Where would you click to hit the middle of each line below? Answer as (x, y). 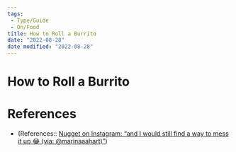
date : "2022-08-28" (36, 40)
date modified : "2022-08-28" (50, 47)
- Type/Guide (30, 21)
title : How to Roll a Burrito (52, 34)
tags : (15, 14)
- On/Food (25, 27)
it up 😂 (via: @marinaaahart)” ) (62, 141)
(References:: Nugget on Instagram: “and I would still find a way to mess (123, 134)
